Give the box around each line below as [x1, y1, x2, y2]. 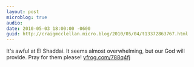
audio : [6, 20, 23, 26]
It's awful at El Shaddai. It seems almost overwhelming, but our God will [6, 47, 185, 54]
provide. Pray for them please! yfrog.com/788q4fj [6, 54, 130, 61]
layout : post [6, 8, 39, 15]
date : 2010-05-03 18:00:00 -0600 [6, 25, 91, 32]
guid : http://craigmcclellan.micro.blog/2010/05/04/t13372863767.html [6, 31, 189, 37]
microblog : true [6, 14, 47, 20]
